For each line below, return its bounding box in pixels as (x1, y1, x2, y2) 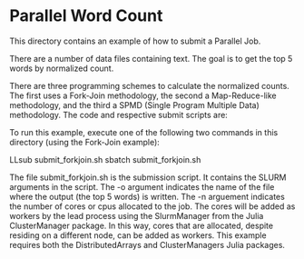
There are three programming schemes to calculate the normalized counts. (9, 80, 290, 91)
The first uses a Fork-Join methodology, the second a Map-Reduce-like (9, 90, 277, 101)
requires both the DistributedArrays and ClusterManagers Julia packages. (9, 239, 286, 250)
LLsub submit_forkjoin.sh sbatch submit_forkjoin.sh (9, 154, 201, 164)
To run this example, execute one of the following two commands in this (9, 126, 279, 137)
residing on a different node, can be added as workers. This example (9, 229, 267, 241)
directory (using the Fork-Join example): (9, 136, 161, 147)
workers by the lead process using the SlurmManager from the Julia (9, 210, 264, 221)
